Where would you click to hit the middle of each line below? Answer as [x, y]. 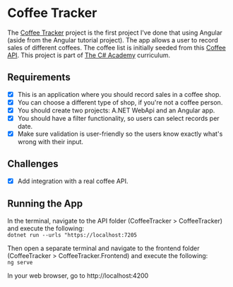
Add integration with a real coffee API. [73, 181]
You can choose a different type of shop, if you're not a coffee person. [120, 102]
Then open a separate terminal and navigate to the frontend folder [103, 248]
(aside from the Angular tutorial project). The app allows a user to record [113, 40]
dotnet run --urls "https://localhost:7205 [72, 235]
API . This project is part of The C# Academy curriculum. [89, 55]
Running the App [45, 204]
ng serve [20, 262]
